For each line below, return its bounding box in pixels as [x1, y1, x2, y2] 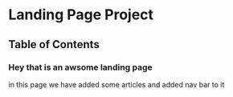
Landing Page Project [8, 6, 154, 24]
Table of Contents [8, 38, 100, 51]
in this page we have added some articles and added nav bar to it [8, 79, 225, 89]
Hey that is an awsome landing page [8, 62, 153, 73]
